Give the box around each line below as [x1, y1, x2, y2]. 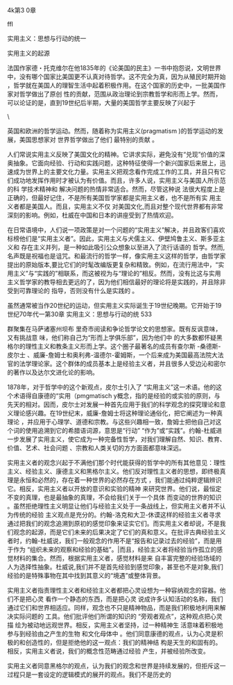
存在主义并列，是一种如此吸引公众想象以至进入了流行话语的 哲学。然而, [20, 243, 225, 251]
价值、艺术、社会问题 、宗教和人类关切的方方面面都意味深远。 [7, 444, 185, 452]
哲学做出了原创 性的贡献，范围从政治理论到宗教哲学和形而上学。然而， [19, 90, 222, 98]
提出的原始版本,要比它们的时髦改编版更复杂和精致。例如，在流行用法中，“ [7, 261, 218, 269]
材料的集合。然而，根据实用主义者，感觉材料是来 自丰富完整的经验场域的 [12, 554, 222, 562]
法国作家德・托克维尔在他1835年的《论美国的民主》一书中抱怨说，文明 [7, 64, 209, 72]
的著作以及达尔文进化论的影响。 [7, 368, 98, 377]
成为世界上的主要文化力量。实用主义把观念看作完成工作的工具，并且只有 [12, 167, 220, 176]
